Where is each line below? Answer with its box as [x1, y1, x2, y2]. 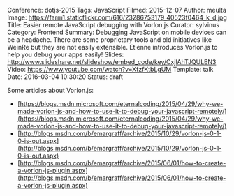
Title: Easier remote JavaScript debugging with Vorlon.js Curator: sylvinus [7, 21, 220, 29]
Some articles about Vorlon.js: [7, 86, 94, 94]
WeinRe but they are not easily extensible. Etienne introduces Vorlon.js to [7, 43, 218, 51]
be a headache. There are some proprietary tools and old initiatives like [7, 36, 212, 44]
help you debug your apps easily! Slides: [7, 50, 124, 59]
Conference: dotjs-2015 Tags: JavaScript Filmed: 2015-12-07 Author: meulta [7, 6, 227, 14]
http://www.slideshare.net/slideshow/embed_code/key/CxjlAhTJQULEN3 [7, 58, 217, 66]
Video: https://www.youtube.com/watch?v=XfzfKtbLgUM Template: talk [7, 66, 214, 73]
